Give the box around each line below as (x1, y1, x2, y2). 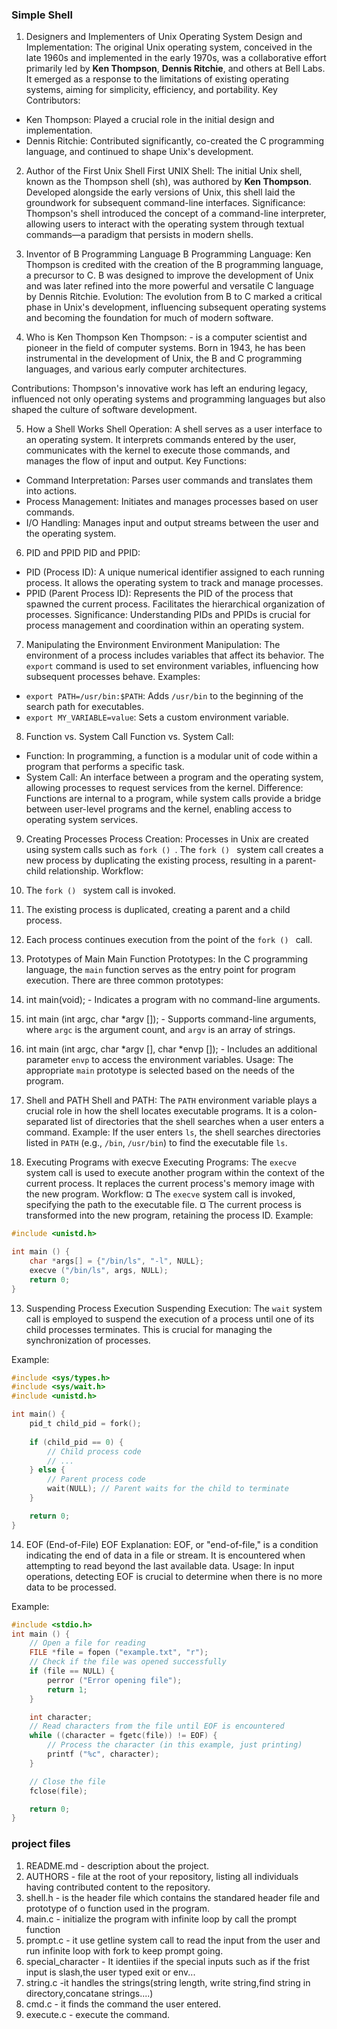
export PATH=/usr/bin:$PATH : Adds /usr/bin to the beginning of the (25, 690, 304, 702)
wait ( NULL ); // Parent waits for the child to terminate (47, 1484, 289, 1494)
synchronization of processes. (25, 1334, 151, 1346)
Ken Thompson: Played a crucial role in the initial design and (25, 114, 275, 126)
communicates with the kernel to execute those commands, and (25, 444, 291, 457)
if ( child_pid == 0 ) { (29, 1437, 124, 1447)
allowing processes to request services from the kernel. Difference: (25, 782, 304, 794)
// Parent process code (47, 1474, 146, 1485)
